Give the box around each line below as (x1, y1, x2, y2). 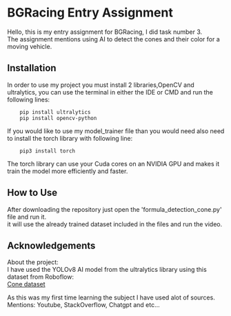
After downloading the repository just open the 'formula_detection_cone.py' (7, 205, 222, 213)
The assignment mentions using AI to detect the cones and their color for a (7, 34, 221, 43)
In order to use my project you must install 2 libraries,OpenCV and (7, 81, 194, 89)
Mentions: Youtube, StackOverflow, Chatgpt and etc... (7, 301, 160, 309)
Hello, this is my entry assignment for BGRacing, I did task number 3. (7, 28, 203, 36)
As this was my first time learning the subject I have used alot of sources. (7, 293, 215, 302)
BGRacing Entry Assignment (7, 5, 174, 21)
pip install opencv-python (19, 115, 97, 121)
